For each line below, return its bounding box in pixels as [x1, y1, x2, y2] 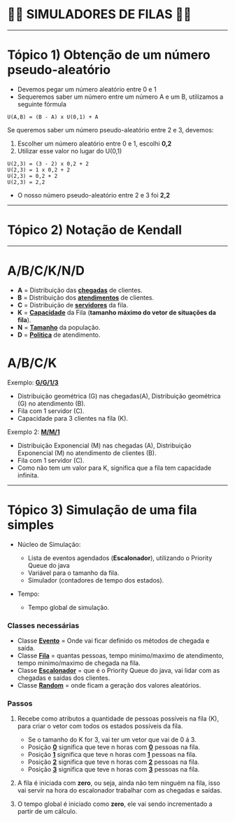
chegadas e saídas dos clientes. [17, 674, 111, 682]
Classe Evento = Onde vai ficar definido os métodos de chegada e [17, 636, 210, 645]
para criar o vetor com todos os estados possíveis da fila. [17, 722, 183, 730]
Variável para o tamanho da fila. [27, 569, 120, 577]
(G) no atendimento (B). [17, 399, 86, 407]
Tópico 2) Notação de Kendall [7, 222, 183, 238]
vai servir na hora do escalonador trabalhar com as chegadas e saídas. [17, 786, 222, 795]
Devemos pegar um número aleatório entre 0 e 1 [17, 85, 157, 93]
